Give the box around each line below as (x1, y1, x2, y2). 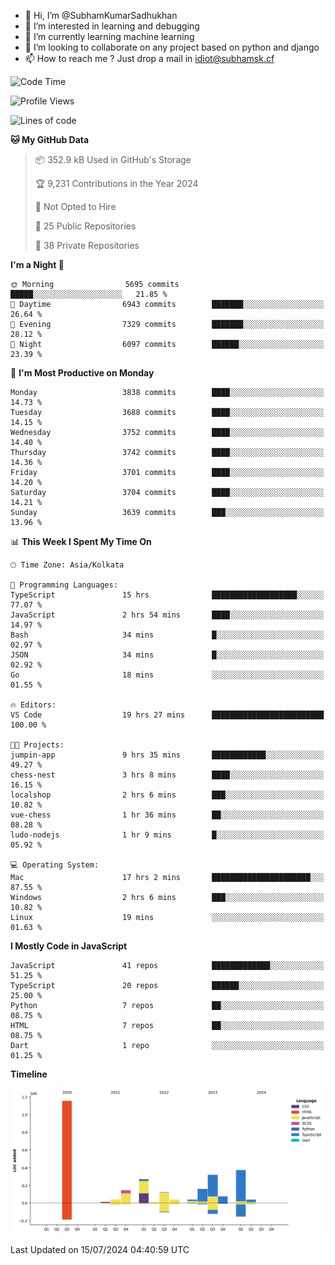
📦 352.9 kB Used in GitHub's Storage (34, 154, 192, 165)
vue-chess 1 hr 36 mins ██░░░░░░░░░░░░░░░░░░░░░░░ (10, 810, 325, 820)
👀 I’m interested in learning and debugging (24, 20, 200, 32)
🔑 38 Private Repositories (34, 240, 140, 251)
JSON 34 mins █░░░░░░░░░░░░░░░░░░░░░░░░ (10, 650, 325, 660)
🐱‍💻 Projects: (10, 740, 65, 750)
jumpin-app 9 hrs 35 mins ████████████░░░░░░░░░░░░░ (10, 750, 325, 760)
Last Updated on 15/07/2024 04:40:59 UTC (10, 1243, 190, 1255)
